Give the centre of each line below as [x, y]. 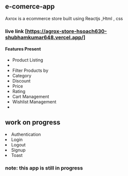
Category [22, 75]
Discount [21, 81]
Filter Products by [30, 70]
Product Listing [28, 60]
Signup [19, 150]
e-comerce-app [30, 7]
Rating [19, 91]
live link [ [16, 31]
